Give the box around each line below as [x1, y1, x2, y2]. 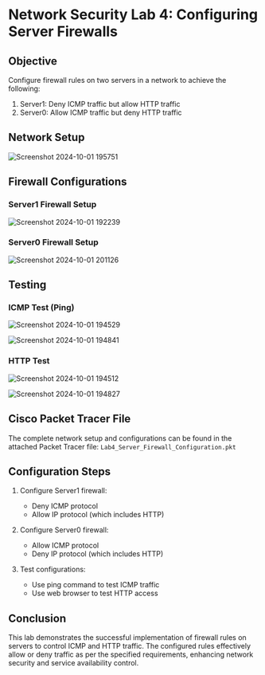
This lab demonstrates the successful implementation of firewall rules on [8, 633, 247, 642]
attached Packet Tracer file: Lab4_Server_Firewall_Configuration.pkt [8, 441, 236, 451]
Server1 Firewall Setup [8, 199, 97, 210]
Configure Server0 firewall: [19, 525, 109, 535]
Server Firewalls [8, 22, 118, 41]
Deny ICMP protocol [31, 501, 98, 511]
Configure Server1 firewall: [19, 486, 107, 496]
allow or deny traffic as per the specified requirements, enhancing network [8, 649, 254, 659]
